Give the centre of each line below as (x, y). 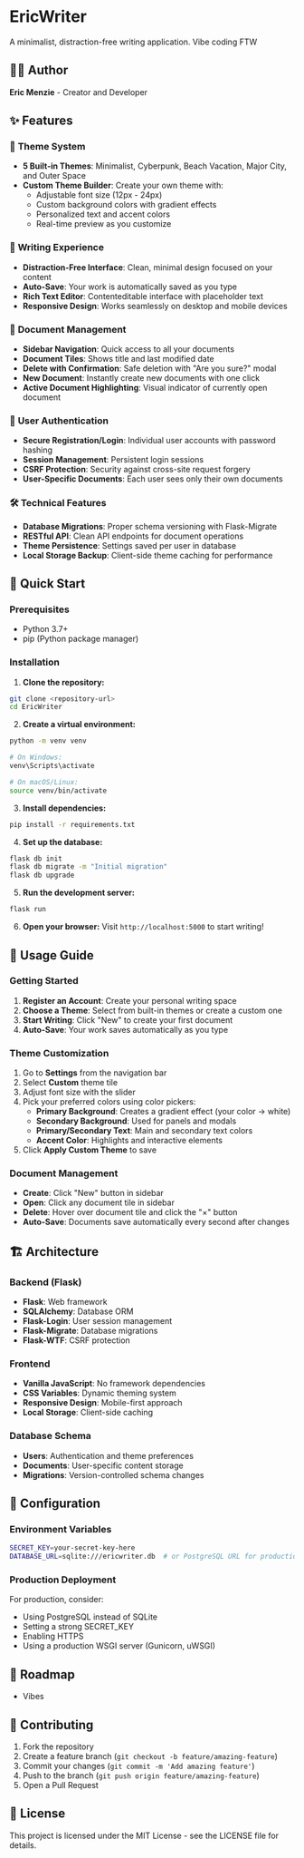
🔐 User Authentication (59, 421)
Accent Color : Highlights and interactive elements (129, 1141)
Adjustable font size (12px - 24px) (99, 195)
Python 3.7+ (45, 629)
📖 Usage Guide (52, 955)
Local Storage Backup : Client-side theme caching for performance (147, 555)
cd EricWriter (36, 707)
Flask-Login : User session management (97, 1321)
